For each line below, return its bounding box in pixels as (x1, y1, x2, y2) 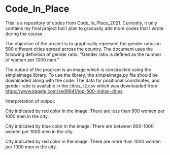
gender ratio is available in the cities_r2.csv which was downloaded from (5, 82, 157, 89)
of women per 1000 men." (5, 56, 59, 63)
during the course (5, 30, 43, 37)
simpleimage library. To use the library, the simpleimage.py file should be (5, 72, 158, 78)
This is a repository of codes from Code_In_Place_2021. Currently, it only (5, 20, 157, 26)
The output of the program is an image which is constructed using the (5, 67, 151, 73)
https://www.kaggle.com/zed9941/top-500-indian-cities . (5, 88, 124, 94)
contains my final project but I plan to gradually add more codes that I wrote (5, 25, 164, 31)
